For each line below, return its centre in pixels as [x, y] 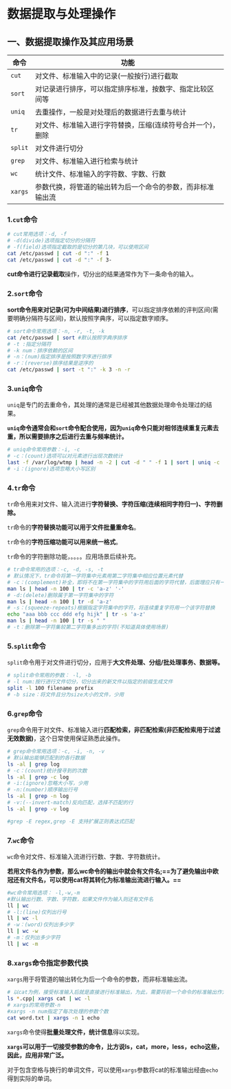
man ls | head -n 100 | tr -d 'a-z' [59, 602]
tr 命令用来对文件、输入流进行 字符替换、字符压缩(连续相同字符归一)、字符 [112, 504]
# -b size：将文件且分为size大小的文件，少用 [66, 694]
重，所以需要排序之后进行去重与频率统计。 [67, 437]
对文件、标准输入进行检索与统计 [87, 161]
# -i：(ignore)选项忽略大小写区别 [51, 469]
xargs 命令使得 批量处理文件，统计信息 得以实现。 [75, 1032]
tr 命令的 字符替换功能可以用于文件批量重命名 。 [74, 528]
